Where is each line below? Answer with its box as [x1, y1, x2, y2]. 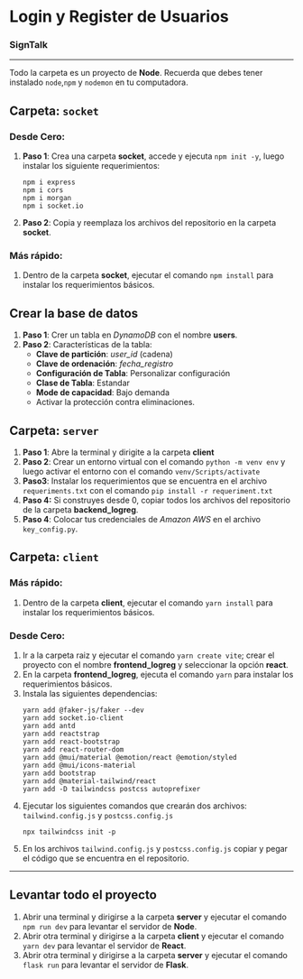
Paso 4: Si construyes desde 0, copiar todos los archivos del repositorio [22, 494, 291, 506]
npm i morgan [22, 194, 72, 203]
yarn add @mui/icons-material [22, 761, 137, 771]
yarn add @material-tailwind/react [22, 777, 157, 786]
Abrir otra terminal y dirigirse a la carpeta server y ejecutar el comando [22, 949, 289, 960]
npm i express [22, 178, 76, 187]
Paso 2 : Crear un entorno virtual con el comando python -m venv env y [22, 457, 286, 467]
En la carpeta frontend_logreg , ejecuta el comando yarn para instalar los [22, 670, 294, 680]
